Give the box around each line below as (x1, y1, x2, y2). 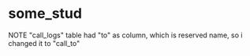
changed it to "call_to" (8, 38, 80, 47)
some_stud (8, 5, 83, 23)
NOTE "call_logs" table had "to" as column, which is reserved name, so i (8, 30, 243, 40)
